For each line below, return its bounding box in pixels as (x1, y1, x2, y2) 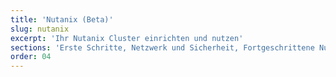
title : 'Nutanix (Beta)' (10, 14, 114, 25)
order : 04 (10, 52, 52, 62)
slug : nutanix (10, 24, 70, 34)
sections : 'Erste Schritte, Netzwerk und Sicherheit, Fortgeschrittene (10, 42, 315, 53)
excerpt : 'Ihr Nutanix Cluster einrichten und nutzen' (10, 33, 244, 43)
